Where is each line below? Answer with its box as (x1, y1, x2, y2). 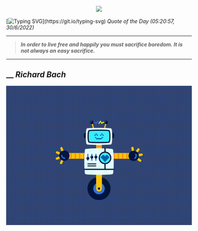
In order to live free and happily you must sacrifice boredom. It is (20, 41, 183, 48)
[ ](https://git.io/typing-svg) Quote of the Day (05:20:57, (6, 18, 175, 25)
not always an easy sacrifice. (20, 47, 95, 54)
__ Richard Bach (6, 70, 66, 80)
